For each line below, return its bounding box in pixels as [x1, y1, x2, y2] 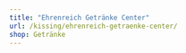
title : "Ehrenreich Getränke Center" [9, 13, 150, 22]
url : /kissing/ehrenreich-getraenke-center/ [9, 22, 178, 31]
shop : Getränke [9, 30, 66, 39]
